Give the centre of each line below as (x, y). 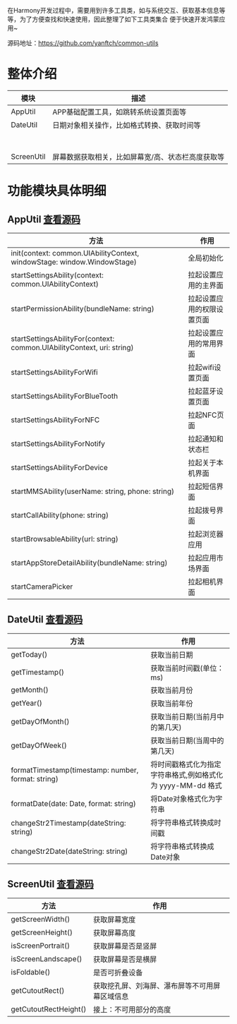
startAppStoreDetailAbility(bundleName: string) (89, 562)
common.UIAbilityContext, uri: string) (72, 347)
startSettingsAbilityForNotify (58, 443)
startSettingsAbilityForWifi (54, 372)
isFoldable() (31, 972)
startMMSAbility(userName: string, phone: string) (93, 491)
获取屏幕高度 (114, 932)
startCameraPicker (42, 586)
